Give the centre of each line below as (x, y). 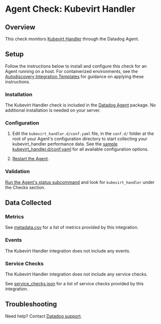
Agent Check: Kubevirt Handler (70, 9)
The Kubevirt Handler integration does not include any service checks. (77, 274)
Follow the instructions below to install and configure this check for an (76, 66)
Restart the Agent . (30, 159)
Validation (18, 172)
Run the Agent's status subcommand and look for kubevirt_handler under (80, 182)
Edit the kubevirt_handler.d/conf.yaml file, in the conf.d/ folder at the (83, 134)
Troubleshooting (31, 304)
